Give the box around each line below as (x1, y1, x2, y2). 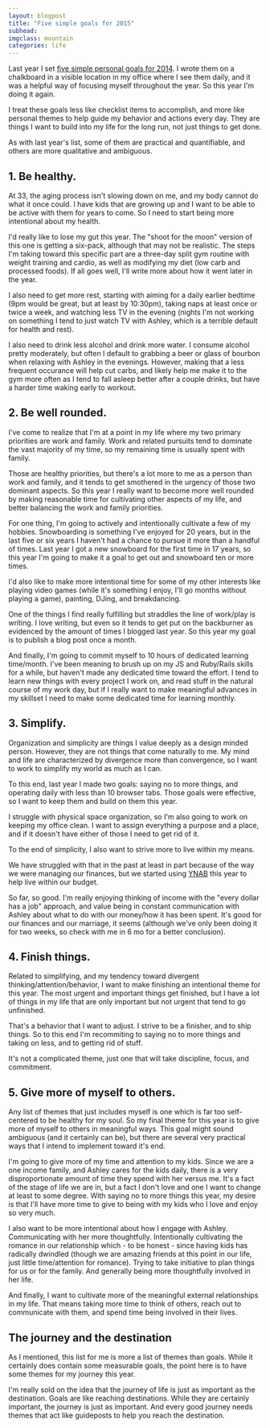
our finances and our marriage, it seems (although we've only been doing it (8, 918, 258, 928)
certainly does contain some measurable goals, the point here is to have (8, 1360, 247, 1370)
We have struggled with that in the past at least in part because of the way (8, 860, 255, 869)
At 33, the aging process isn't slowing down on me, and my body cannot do (8, 191, 259, 200)
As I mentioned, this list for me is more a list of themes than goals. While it (8, 1352, 253, 1361)
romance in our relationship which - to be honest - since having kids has (8, 1241, 248, 1250)
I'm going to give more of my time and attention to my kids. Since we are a (8, 1157, 255, 1167)
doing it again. (8, 89, 56, 99)
